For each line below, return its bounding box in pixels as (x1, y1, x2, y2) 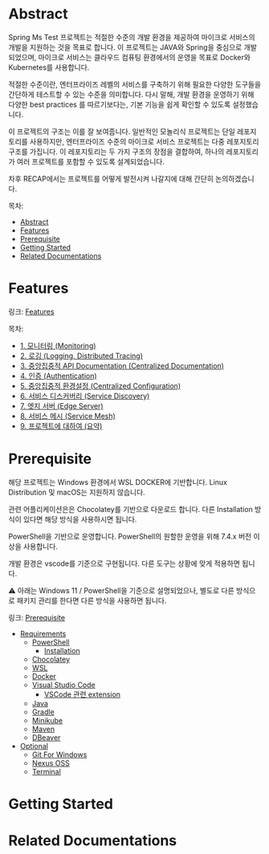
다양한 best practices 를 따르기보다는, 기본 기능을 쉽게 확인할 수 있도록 (8, 100, 231, 109)
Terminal (31, 767, 62, 776)
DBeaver (31, 732, 61, 742)
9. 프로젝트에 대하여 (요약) (19, 421, 103, 430)
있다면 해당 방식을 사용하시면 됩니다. (22, 514, 137, 524)
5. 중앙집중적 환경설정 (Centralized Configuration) (19, 380, 181, 390)
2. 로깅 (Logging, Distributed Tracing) (19, 351, 143, 360)
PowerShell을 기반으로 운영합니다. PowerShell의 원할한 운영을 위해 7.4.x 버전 (8, 531, 252, 541)
